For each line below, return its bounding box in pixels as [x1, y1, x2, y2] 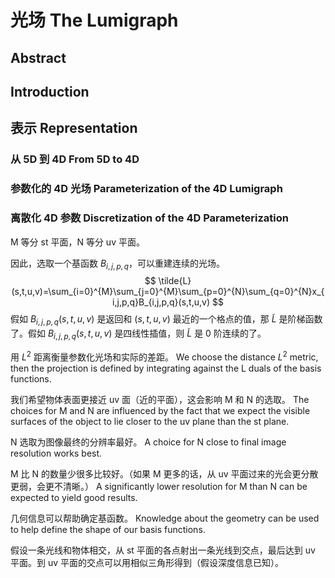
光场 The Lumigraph [10, 9, 179, 32]
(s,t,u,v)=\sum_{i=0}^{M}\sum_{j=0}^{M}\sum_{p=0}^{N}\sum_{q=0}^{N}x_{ [11, 286, 325, 298]
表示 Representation [10, 120, 138, 137]
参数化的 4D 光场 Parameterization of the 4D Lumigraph [10, 182, 283, 196]
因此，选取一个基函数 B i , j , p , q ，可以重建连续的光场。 [10, 257, 225, 271]
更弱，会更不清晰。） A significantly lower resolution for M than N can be [10, 480, 308, 492]
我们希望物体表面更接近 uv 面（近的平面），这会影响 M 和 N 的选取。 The [10, 393, 310, 405]
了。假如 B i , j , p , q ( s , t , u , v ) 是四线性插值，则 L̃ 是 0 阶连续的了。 [10, 327, 267, 341]
